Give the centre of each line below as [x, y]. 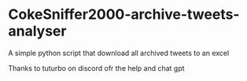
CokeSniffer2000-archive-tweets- [124, 15]
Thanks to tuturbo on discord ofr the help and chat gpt [96, 68]
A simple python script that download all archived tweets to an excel [119, 53]
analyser [37, 31]
